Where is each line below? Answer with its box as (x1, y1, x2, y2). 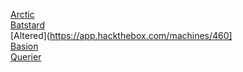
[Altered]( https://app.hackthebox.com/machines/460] (10, 30, 233, 41)
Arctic (10, 9, 35, 20)
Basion (10, 40, 39, 52)
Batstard (10, 19, 45, 31)
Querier (10, 51, 42, 63)
